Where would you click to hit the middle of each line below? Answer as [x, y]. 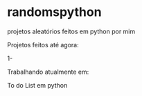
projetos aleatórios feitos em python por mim [71, 31]
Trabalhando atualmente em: [48, 72]
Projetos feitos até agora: [43, 45]
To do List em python [37, 85]
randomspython [54, 12]
